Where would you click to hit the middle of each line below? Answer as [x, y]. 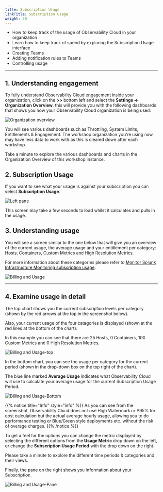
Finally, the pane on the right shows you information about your [68, 470]
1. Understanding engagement [52, 83]
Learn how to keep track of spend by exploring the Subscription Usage [83, 43]
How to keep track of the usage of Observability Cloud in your [74, 33]
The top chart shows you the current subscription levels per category [74, 308]
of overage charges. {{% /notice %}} [42, 426]
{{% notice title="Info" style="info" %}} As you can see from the [69, 405]
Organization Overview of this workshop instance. [55, 159]
